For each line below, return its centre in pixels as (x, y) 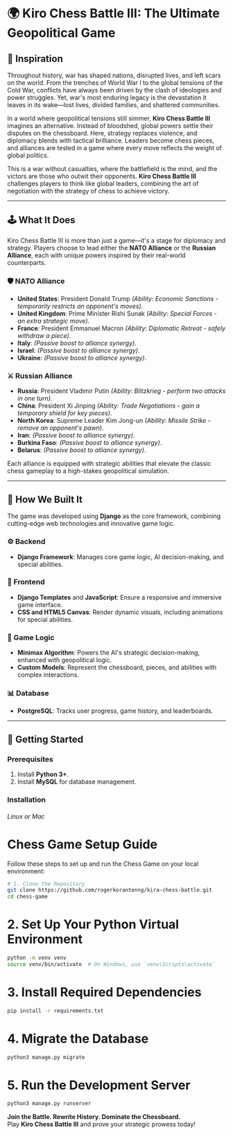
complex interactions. (48, 675)
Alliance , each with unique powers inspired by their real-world (96, 255)
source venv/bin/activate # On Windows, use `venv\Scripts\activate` (111, 964)
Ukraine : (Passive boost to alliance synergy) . (82, 358)
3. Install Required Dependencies (104, 992)
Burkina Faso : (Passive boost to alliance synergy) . (89, 443)
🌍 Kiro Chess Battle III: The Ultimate (113, 14)
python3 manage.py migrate (46, 1057)
